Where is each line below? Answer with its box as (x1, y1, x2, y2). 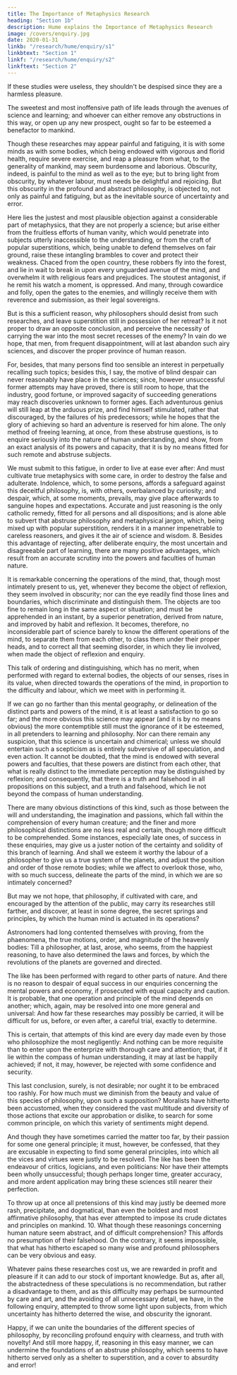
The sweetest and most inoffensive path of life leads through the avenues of (7, 103, 229, 111)
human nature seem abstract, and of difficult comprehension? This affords (7, 1228, 224, 1237)
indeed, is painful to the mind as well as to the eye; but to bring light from (7, 169, 220, 178)
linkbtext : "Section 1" (7, 50, 78, 57)
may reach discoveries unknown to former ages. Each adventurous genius (7, 398, 224, 406)
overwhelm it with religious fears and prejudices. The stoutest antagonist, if (7, 273, 226, 281)
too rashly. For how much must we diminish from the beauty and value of (7, 1089, 220, 1097)
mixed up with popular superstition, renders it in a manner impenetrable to (7, 523, 223, 532)
